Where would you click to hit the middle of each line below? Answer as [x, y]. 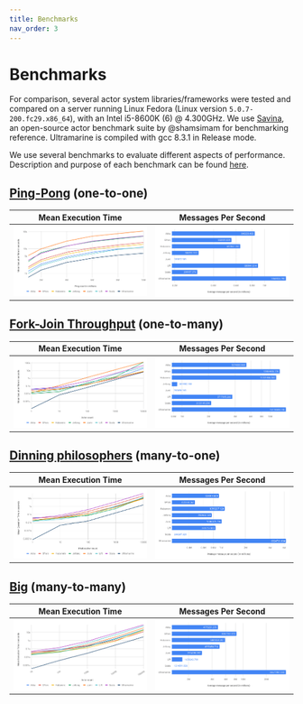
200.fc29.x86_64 [40, 119]
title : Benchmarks [44, 19]
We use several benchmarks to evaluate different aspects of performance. [147, 155]
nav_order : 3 [34, 28]
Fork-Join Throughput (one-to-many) [116, 324]
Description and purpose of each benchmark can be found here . [129, 165]
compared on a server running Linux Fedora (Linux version [118, 109]
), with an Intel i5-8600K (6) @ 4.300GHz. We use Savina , [177, 118]
